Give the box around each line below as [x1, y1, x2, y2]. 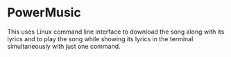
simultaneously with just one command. [7, 42, 121, 50]
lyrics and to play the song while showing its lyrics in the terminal [7, 34, 194, 43]
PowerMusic [7, 5, 81, 21]
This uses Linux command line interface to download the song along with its [7, 27, 225, 36]
